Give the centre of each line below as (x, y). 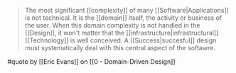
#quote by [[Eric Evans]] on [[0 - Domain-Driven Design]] (91, 62)
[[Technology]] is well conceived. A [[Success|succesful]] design (120, 40)
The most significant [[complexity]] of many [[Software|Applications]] (127, 10)
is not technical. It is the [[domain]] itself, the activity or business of (123, 18)
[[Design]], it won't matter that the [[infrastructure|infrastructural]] (122, 33)
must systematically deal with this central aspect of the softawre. (120, 48)
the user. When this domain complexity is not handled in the (112, 25)
